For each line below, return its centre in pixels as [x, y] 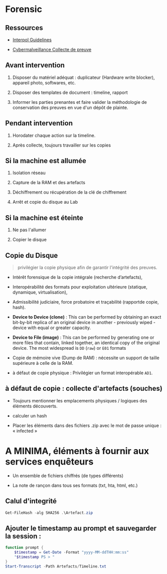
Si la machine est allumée [46, 161]
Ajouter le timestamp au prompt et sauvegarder [81, 528]
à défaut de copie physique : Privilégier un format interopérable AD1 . [82, 373]
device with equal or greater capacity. [52, 328]
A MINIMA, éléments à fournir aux [77, 451]
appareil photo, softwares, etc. [44, 83]
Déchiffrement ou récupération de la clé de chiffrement [69, 192]
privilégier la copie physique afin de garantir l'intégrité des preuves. [87, 267]
